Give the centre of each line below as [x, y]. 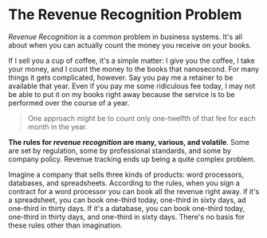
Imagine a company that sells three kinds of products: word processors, [126, 174]
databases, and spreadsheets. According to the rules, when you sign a [124, 183]
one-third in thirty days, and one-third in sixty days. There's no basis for [127, 217]
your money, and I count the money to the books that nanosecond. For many [134, 68]
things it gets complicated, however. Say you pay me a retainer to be [121, 77]
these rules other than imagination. [65, 225]
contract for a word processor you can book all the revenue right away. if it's [134, 191]
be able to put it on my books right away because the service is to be [122, 94]
